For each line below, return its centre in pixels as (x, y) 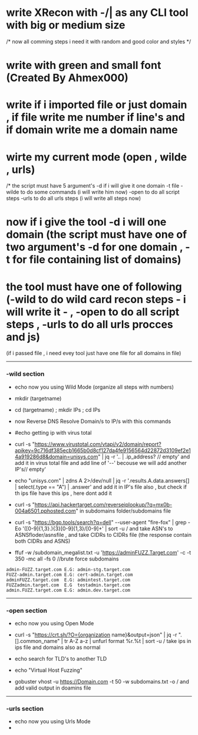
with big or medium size (66, 25)
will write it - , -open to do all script (93, 312)
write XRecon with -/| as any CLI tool (97, 13)
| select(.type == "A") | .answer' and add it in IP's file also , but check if (100, 487)
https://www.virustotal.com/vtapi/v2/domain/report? (98, 444)
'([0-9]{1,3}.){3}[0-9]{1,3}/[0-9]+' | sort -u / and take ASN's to (98, 529)
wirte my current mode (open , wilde (97, 157)
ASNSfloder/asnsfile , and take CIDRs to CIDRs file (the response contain (103, 534)
